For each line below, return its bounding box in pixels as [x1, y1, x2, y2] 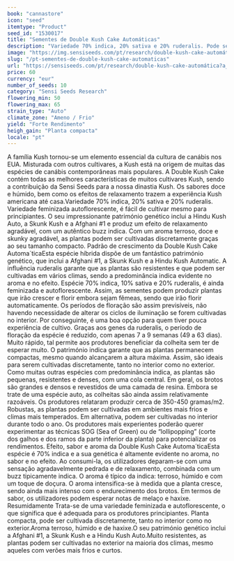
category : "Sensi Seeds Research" [7, 88, 108, 95]
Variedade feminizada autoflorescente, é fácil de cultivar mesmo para [7, 205, 207, 213]
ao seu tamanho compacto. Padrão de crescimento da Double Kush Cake [7, 242, 218, 250]
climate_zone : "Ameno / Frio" [7, 114, 95, 121]
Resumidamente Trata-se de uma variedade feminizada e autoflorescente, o [7, 502, 226, 510]
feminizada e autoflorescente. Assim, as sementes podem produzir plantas [7, 286, 222, 295]
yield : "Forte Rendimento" [7, 120, 86, 128]
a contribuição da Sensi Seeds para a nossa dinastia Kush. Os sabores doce [7, 182, 226, 191]
